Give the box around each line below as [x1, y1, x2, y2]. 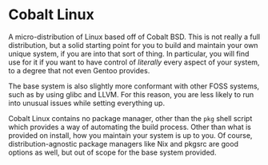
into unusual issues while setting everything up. [8, 98, 166, 108]
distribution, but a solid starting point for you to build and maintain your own [8, 40, 258, 49]
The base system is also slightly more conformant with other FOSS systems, [8, 81, 260, 91]
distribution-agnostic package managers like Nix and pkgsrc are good [8, 139, 238, 148]
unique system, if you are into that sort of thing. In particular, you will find [8, 49, 250, 58]
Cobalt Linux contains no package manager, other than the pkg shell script [8, 113, 253, 123]
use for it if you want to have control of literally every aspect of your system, [8, 57, 260, 67]
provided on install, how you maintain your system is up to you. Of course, [8, 130, 253, 140]
